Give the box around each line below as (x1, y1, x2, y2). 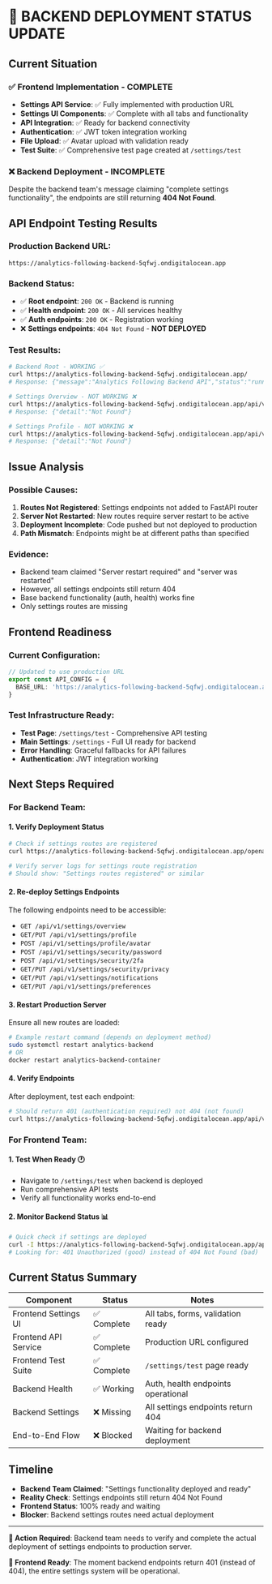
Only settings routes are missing (19, 602, 128, 612)
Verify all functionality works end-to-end (19, 1192, 156, 1203)
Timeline (8, 1462, 54, 1476)
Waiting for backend (145, 1425, 222, 1436)
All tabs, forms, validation (145, 1308, 241, 1320)
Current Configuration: (8, 649, 101, 660)
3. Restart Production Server (8, 999, 107, 1009)
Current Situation (8, 57, 98, 71)
